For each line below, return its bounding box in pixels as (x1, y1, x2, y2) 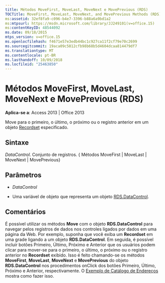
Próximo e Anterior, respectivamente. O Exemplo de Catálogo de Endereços (5, 268, 159, 274)
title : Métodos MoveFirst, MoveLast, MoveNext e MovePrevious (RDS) (5, 7, 148, 12)
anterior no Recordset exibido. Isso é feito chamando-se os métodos (5, 252, 145, 258)
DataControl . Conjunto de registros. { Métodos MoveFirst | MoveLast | (5, 152, 147, 157)
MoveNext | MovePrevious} (5, 156, 60, 162)
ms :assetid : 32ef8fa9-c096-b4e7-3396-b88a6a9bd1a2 (5, 16, 111, 21)
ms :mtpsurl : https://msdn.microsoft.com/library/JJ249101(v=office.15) (5, 21, 155, 26)
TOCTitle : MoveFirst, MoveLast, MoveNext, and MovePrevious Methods (5, 12, 148, 17)
